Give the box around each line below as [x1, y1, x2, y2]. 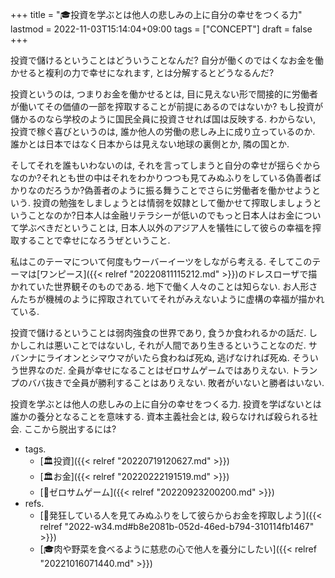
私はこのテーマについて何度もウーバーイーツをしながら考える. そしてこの [10, 256, 313, 267]
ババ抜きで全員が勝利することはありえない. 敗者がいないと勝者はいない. [27, 377, 325, 388]
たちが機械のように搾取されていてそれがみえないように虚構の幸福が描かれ [18, 293, 325, 305]
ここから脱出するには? [23, 423, 117, 435]
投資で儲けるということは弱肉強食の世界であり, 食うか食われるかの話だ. [10, 327, 307, 338]
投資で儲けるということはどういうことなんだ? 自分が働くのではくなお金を [10, 54, 315, 66]
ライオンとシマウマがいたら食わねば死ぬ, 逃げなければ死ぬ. [45, 352, 290, 363]
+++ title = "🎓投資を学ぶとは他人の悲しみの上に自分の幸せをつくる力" [10, 9, 303, 20]
